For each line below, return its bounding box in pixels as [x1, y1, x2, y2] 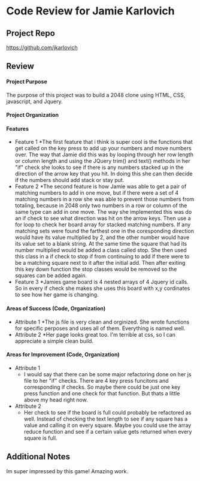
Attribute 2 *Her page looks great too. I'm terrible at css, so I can [14, 331, 175, 338]
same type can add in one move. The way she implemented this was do [14, 208, 192, 216]
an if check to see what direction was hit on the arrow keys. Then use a [14, 214, 191, 222]
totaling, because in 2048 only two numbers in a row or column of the [14, 202, 187, 209]
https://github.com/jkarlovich [6, 44, 78, 51]
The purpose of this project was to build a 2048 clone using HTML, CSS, [6, 91, 186, 98]
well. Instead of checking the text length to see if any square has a [23, 415, 188, 422]
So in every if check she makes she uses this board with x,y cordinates [14, 285, 190, 292]
